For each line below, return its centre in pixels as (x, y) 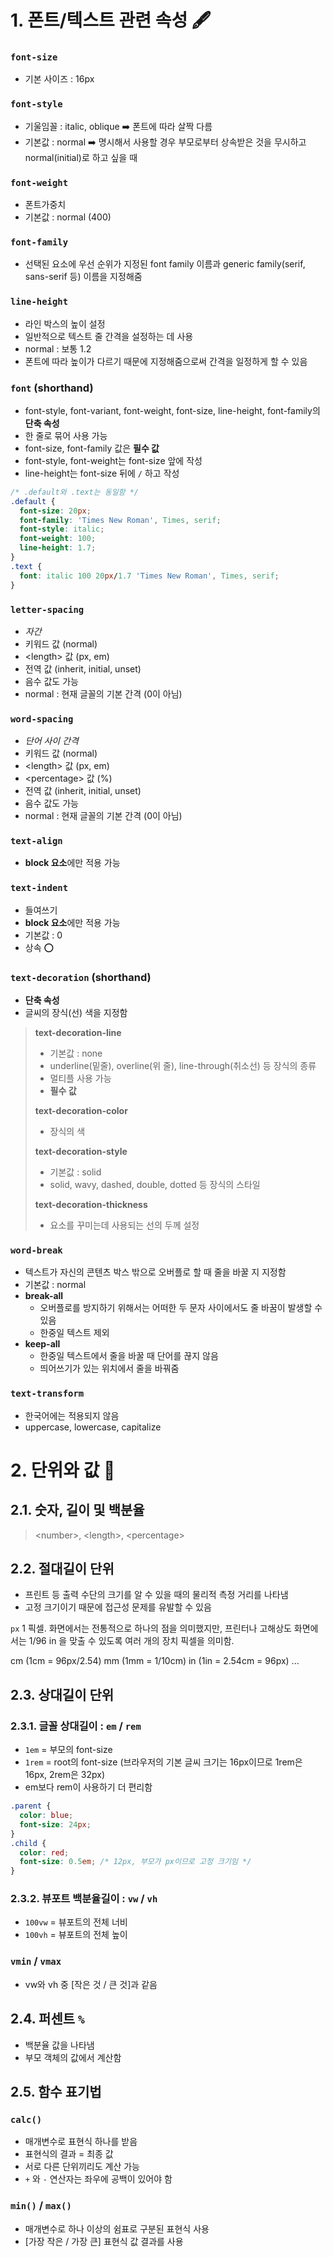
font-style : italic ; (62, 529)
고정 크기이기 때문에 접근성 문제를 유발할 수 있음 (118, 1607)
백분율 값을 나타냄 (59, 2045)
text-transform (47, 1394)
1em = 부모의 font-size (68, 1750)
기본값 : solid (75, 1172)
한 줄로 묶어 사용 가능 (66, 435)
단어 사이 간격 (51, 741)
